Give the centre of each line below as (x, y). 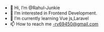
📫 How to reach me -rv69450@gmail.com (54, 24)
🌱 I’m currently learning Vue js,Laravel (49, 18)
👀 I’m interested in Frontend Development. (54, 13)
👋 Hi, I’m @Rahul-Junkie (35, 8)
